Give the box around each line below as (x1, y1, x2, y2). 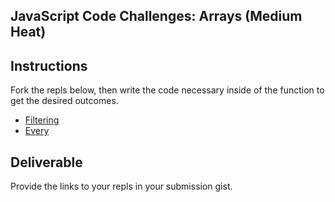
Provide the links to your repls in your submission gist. (10, 180, 233, 193)
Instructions (10, 57, 88, 74)
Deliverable (10, 154, 83, 171)
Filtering (24, 114, 60, 126)
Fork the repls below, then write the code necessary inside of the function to (10, 84, 325, 96)
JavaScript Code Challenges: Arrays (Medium (10, 8, 303, 25)
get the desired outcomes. (10, 95, 119, 107)
